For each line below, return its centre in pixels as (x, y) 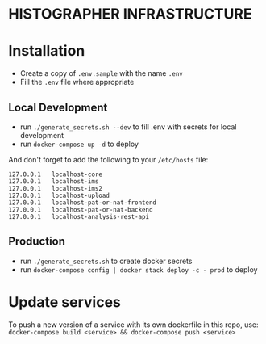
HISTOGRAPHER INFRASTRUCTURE (130, 14)
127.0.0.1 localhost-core (56, 174)
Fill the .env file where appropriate (77, 82)
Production (37, 242)
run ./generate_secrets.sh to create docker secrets (106, 261)
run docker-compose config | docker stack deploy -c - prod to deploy (139, 269)
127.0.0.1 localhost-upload (59, 195)
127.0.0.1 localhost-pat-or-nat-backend (81, 210)
